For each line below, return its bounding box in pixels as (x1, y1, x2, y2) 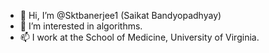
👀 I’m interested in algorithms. (19, 20, 143, 32)
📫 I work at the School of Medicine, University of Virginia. (19, 31, 260, 43)
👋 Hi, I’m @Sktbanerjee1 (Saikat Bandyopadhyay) (19, 10, 222, 21)
